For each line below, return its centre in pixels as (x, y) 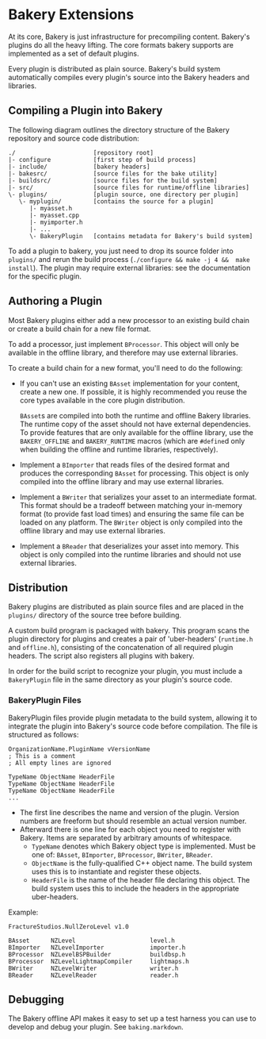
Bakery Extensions (71, 15)
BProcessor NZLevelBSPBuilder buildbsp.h (97, 954)
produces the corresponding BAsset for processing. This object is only (134, 473)
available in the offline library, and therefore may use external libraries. (123, 352)
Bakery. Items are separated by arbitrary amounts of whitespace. (125, 837)
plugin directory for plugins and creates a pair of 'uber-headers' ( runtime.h (131, 639)
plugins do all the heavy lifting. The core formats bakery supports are (121, 44)
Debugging (36, 1000)
